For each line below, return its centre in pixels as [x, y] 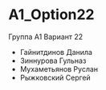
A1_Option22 [51, 15]
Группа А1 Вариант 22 [46, 37]
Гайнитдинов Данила [56, 52]
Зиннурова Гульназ [53, 61]
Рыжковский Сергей [55, 77]
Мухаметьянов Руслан [59, 68]
